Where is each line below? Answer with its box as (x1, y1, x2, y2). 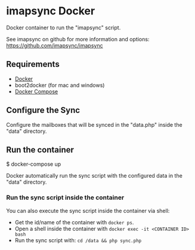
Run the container (6, 145, 75, 155)
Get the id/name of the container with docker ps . (14, 218, 134, 225)
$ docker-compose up (6, 160, 61, 168)
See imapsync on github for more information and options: (6, 35, 150, 42)
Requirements (6, 59, 60, 69)
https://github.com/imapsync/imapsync (6, 42, 103, 49)
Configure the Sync (6, 105, 81, 115)
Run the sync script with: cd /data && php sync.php (14, 236, 142, 243)
